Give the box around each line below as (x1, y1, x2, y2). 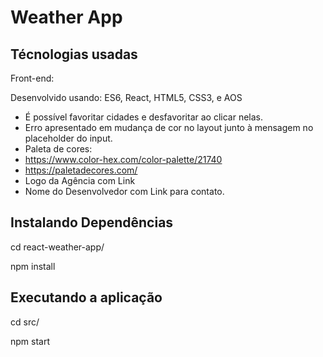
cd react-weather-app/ (10, 241, 105, 253)
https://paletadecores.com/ (24, 164, 138, 176)
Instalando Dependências (10, 214, 174, 231)
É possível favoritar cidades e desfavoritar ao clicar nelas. (24, 111, 264, 123)
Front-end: (10, 72, 55, 84)
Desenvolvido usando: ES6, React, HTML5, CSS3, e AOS (10, 92, 243, 103)
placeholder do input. (24, 132, 113, 144)
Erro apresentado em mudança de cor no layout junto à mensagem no (24, 122, 314, 133)
